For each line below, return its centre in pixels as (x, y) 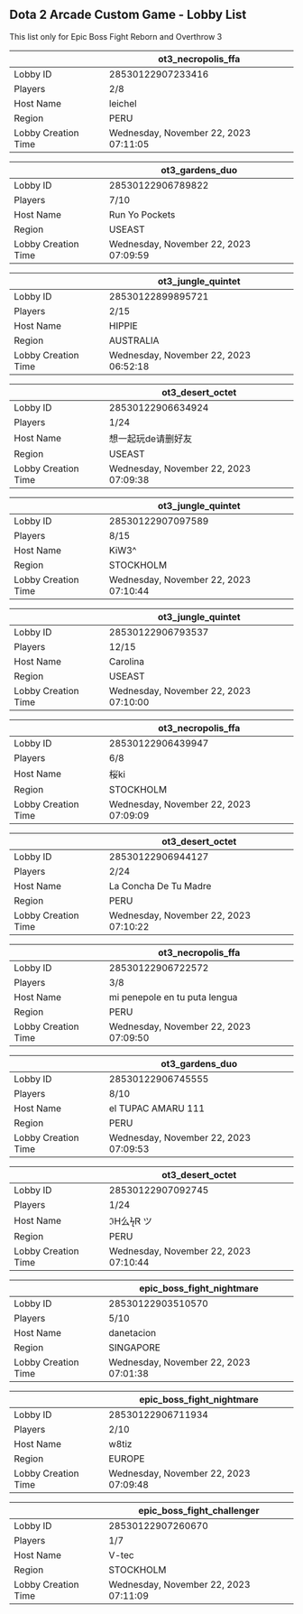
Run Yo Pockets (142, 214)
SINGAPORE (134, 1347)
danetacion (132, 1332)
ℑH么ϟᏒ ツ (131, 1220)
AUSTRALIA (134, 340)
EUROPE (127, 1459)
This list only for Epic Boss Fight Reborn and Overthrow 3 (116, 36)
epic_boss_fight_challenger (199, 1510)
